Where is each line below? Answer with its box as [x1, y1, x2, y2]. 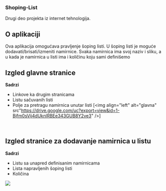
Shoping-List [5, 4, 37, 11]
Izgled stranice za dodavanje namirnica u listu [5, 137, 151, 145]
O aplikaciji [5, 30, 40, 39]
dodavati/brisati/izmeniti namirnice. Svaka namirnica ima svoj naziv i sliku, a [5, 49, 161, 55]
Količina [12, 170, 29, 176]
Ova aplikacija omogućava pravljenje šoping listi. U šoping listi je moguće [5, 43, 156, 49]
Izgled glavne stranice [5, 68, 76, 77]
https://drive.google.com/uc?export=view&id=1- [20, 107, 120, 113]
